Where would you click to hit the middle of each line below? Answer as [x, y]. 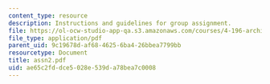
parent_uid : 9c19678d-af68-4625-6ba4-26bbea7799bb [95, 46]
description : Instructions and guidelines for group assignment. [120, 23]
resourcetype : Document [48, 53]
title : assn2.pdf [37, 61]
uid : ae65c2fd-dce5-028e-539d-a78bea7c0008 [82, 68]
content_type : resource [48, 16]
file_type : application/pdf [55, 38]
